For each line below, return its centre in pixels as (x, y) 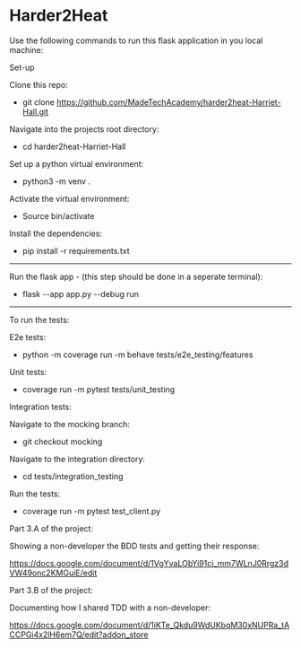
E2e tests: (28, 337)
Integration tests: (40, 407)
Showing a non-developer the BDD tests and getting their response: (134, 546)
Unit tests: (28, 372)
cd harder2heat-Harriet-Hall (74, 146)
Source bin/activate (58, 215)
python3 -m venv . (56, 181)
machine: (26, 49)
